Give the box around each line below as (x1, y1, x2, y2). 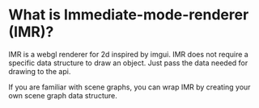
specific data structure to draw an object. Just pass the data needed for (8, 58, 248, 68)
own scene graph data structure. (8, 90, 117, 100)
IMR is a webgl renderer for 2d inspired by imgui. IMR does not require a (8, 49, 248, 59)
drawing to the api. (8, 66, 71, 76)
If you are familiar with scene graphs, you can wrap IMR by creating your (8, 82, 251, 92)
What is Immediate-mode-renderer (8, 6, 249, 24)
